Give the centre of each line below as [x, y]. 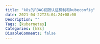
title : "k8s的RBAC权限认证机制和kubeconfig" [50, 10]
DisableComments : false [31, 33]
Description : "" [22, 19]
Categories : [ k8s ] [25, 29]
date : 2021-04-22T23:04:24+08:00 [41, 15]
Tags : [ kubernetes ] [26, 24]
